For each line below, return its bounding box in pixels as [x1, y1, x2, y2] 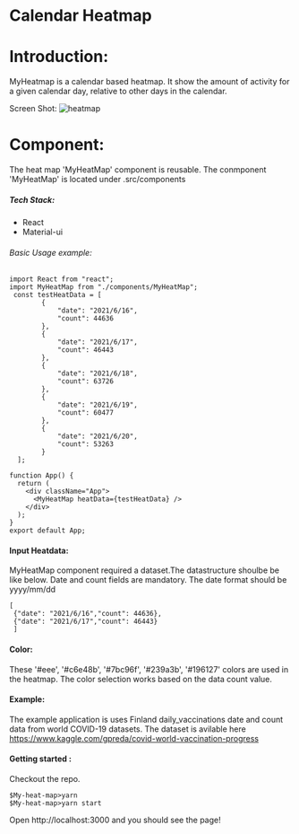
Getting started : [9, 753, 72, 764]
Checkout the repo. [9, 774, 81, 785]
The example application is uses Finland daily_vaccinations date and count [9, 714, 284, 724]
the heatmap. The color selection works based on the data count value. [9, 673, 273, 684]
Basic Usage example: [9, 247, 92, 258]
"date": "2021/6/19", [56, 400, 139, 409]
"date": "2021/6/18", [56, 369, 139, 378]
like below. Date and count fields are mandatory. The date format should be [9, 575, 287, 585]
